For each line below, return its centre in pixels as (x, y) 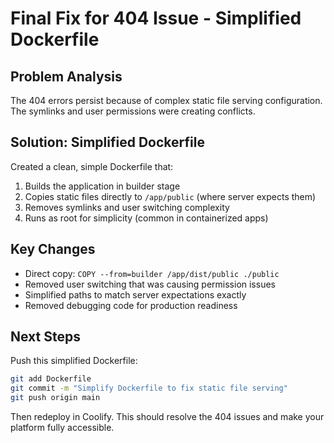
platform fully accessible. (62, 428)
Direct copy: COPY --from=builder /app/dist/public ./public (152, 273)
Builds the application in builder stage (102, 186)
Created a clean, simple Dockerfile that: (92, 166)
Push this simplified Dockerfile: (74, 361)
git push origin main (55, 398)
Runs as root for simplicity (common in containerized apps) (146, 218)
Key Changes (53, 249)
